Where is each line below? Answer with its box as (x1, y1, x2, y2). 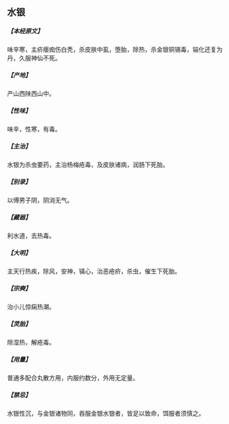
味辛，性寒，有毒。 (7, 125, 62, 134)
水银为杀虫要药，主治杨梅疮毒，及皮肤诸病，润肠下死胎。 (7, 160, 169, 169)
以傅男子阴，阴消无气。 (7, 196, 73, 204)
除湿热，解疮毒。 (7, 338, 55, 347)
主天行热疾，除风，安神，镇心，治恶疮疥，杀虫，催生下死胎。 (7, 267, 181, 275)
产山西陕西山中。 (7, 90, 55, 98)
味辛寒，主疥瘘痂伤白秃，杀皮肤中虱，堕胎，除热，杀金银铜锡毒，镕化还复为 (7, 45, 223, 53)
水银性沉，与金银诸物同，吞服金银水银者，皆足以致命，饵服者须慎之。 (7, 410, 205, 418)
